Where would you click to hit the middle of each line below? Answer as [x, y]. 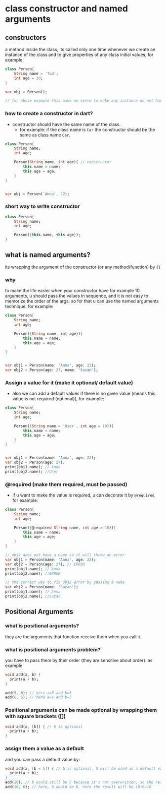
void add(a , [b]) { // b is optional [44, 727]
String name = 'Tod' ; [36, 73]
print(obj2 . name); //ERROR [33, 573]
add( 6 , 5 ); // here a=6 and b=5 [38, 697]
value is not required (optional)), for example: [58, 399]
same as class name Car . [45, 135]
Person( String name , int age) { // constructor [63, 162]
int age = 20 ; [28, 78]
